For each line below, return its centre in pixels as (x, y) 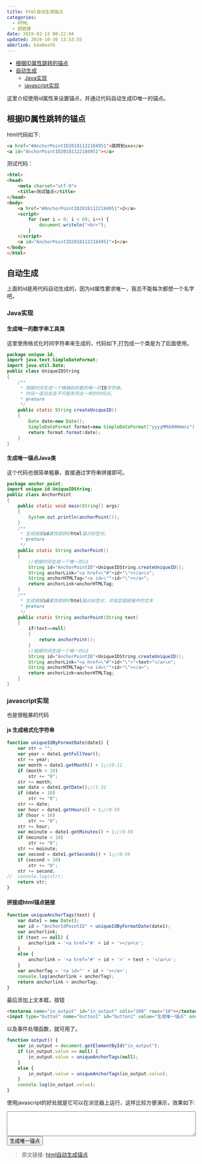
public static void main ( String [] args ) (69, 506)
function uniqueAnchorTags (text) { (51, 915)
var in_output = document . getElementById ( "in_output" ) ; (89, 1046)
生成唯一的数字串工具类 (36, 328)
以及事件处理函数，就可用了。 (43, 1029)
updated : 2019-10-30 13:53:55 (45, 40)
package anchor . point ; (35, 484)
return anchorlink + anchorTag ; (58, 982)
